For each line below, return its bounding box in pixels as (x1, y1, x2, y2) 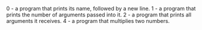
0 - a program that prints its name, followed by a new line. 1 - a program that (6, 5, 196, 12)
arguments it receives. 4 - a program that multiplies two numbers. (6, 18, 170, 24)
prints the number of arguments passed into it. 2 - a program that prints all (6, 11, 192, 18)
